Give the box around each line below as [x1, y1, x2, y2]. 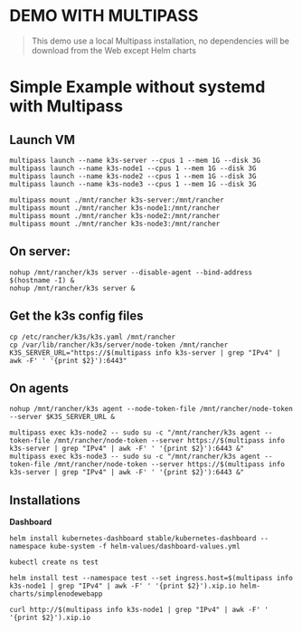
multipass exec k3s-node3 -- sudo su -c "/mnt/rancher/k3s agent [9, 452, 260, 462]
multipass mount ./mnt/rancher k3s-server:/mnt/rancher [9, 196, 224, 205]
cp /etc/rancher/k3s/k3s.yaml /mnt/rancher [9, 332, 176, 341]
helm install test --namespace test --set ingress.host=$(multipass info [9, 574, 294, 583]
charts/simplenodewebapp [9, 589, 103, 598]
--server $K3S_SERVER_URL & [9, 413, 116, 422]
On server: [9, 244, 71, 259]
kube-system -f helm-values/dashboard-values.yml [49, 542, 241, 551]
